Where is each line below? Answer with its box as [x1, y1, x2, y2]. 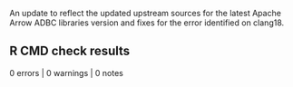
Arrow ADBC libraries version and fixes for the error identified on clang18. [9, 17, 285, 28]
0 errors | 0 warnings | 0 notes [9, 67, 124, 78]
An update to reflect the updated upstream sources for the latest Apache [9, 8, 281, 18]
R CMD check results [9, 43, 131, 59]
